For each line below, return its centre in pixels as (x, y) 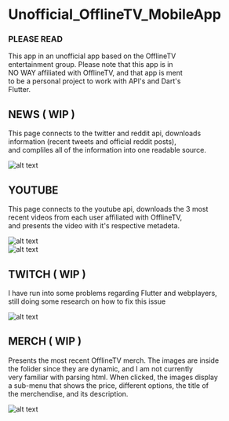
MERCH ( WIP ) (45, 341)
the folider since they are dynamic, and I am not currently (101, 368)
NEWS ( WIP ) (42, 114)
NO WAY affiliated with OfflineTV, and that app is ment (95, 73)
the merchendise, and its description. (68, 393)
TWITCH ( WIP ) (47, 274)
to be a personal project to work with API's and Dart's (95, 81)
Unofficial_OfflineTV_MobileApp (115, 15)
